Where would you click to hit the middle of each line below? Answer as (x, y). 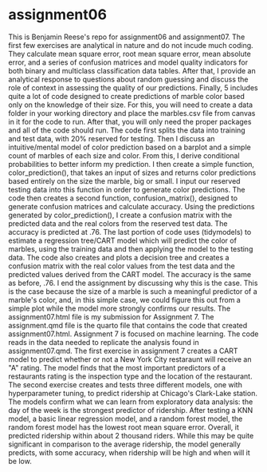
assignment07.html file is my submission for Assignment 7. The (111, 316)
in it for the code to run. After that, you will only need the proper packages (130, 121)
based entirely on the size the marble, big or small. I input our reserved (124, 180)
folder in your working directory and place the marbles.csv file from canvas (132, 113)
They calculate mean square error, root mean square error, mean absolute (130, 54)
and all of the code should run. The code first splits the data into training (127, 130)
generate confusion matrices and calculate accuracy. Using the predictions (132, 206)
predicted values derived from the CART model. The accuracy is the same (130, 274)
